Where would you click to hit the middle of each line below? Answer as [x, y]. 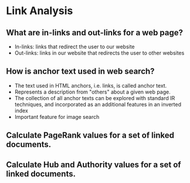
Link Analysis [40, 11]
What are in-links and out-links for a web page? [95, 33]
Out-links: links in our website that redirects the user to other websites [99, 53]
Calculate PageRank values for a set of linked [90, 136]
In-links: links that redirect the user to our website [74, 46]
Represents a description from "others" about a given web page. [93, 92]
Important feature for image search [57, 117]
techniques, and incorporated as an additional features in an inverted [98, 104]
